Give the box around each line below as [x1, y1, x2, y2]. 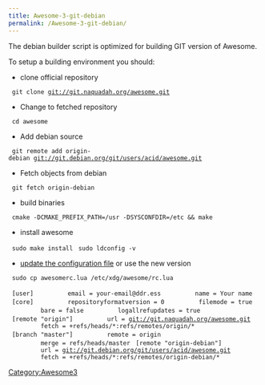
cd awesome [11, 117, 48, 125]
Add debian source [19, 132, 83, 141]
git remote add [11, 147, 62, 155]
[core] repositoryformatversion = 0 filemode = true [11, 298, 253, 306]
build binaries [19, 197, 66, 207]
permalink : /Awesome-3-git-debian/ [8, 19, 127, 27]
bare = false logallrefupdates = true [40, 306, 201, 314]
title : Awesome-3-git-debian [8, 11, 106, 20]
